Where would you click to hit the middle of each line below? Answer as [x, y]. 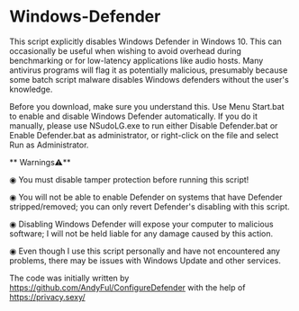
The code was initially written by [69, 278]
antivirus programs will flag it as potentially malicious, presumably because [149, 70]
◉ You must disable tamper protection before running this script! [129, 179]
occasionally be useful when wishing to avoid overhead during [125, 50]
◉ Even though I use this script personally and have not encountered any [145, 251]
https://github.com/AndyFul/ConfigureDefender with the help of [127, 287]
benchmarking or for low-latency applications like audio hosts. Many [136, 60]
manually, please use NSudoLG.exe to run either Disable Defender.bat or [144, 125]
